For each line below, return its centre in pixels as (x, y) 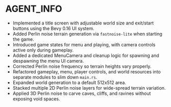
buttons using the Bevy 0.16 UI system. (53, 28)
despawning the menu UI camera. (48, 61)
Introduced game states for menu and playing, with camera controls (84, 44)
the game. (23, 39)
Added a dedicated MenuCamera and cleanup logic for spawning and (86, 55)
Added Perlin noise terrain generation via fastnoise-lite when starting (87, 34)
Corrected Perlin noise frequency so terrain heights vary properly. (82, 66)
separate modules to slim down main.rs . (55, 77)
